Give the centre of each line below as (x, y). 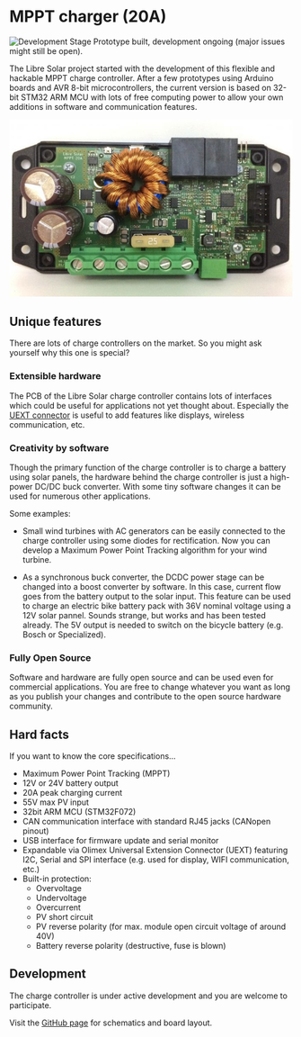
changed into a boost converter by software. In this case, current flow (151, 586)
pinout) (35, 831)
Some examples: (40, 513)
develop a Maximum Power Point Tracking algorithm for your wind (145, 550)
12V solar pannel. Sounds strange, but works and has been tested (144, 615)
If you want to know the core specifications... (93, 756)
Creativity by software (59, 447)
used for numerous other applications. (80, 496)
